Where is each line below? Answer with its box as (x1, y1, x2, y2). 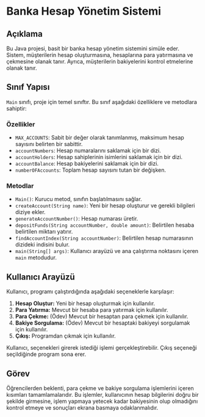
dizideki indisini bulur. (15, 241, 70, 248)
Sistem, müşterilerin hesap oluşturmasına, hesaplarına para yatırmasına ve (6, 51, 193, 59)
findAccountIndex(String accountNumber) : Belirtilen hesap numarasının (15, 234, 193, 242)
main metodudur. (15, 254, 57, 261)
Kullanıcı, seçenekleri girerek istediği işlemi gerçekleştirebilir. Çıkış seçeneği (6, 344, 197, 352)
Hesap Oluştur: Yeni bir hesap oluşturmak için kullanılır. (15, 300, 156, 307)
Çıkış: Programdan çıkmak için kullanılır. (15, 332, 116, 340)
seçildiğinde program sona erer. (6, 350, 87, 358)
